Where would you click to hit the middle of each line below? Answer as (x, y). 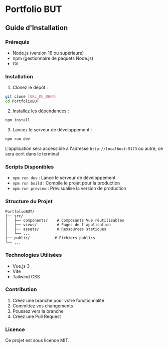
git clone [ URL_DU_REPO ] (31, 97)
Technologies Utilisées (34, 255)
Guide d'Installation (37, 28)
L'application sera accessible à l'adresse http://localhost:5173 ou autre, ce (84, 148)
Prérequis (17, 42)
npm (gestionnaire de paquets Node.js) (53, 58)
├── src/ (14, 216)
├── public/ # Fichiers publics (50, 238)
